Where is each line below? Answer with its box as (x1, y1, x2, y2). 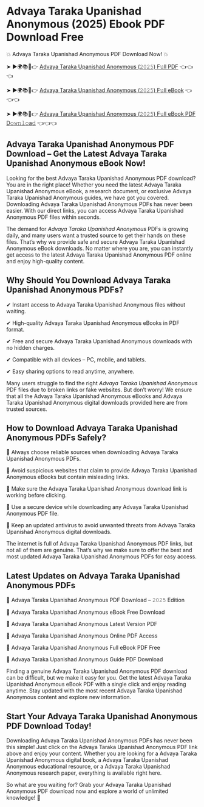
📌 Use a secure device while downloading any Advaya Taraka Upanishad (6, 503, 189, 511)
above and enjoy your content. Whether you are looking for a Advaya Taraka (6, 750, 197, 757)
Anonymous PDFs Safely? (6, 432, 107, 443)
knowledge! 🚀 (6, 794, 41, 801)
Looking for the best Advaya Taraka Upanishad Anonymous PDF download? (6, 174, 196, 182)
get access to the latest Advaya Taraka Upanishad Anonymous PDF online (6, 251, 192, 258)
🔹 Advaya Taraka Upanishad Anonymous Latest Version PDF (6, 620, 158, 628)
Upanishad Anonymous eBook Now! (6, 158, 146, 169)
